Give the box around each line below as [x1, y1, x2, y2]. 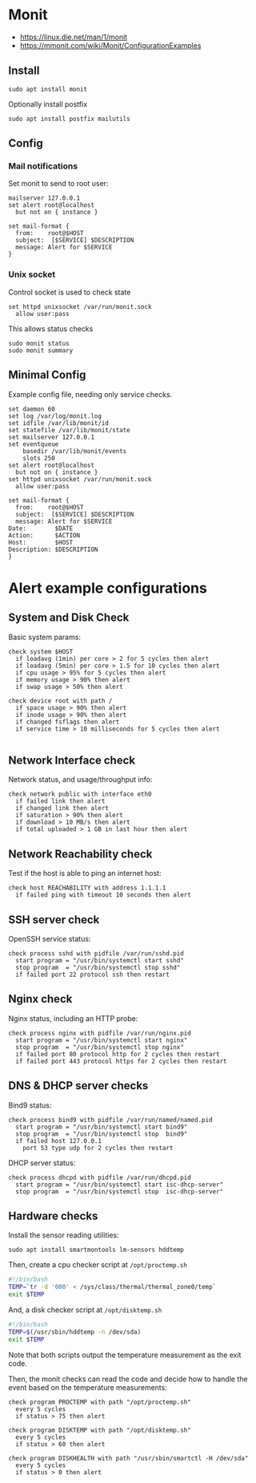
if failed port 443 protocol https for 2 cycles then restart [15, 1057, 227, 1065]
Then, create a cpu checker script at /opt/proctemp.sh [8, 1260, 188, 1270]
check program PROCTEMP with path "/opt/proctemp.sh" [8, 1398, 192, 1406]
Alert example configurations [8, 579, 208, 597]
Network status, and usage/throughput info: [8, 775, 153, 784]
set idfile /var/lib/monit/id [8, 419, 110, 427]
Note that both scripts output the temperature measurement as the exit [8, 1350, 242, 1359]
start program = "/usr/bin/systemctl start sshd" [15, 956, 184, 964]
